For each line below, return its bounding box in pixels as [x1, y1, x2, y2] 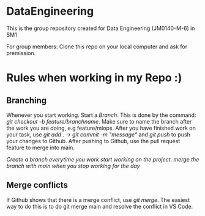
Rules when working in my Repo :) [6, 71, 182, 85]
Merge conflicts [6, 180, 69, 190]
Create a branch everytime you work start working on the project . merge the [6, 155, 199, 163]
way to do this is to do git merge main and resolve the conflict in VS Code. [6, 203, 193, 210]
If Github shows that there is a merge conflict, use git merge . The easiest [6, 196, 190, 203]
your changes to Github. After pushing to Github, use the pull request [6, 137, 181, 144]
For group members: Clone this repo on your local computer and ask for [6, 43, 188, 50]
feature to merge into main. [6, 144, 75, 151]
